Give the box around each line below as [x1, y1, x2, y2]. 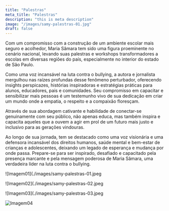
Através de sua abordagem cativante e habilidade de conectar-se [5, 108, 142, 114]
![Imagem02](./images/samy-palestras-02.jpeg [5, 181, 104, 187]
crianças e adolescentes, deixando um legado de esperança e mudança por [5, 145, 164, 151]
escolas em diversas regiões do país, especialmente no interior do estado [5, 56, 159, 62]
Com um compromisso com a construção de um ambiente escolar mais [5, 40, 154, 46]
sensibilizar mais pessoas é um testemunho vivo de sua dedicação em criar [5, 93, 163, 99]
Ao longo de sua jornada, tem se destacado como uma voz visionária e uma [5, 134, 163, 140]
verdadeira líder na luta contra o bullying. [5, 161, 91, 167]
